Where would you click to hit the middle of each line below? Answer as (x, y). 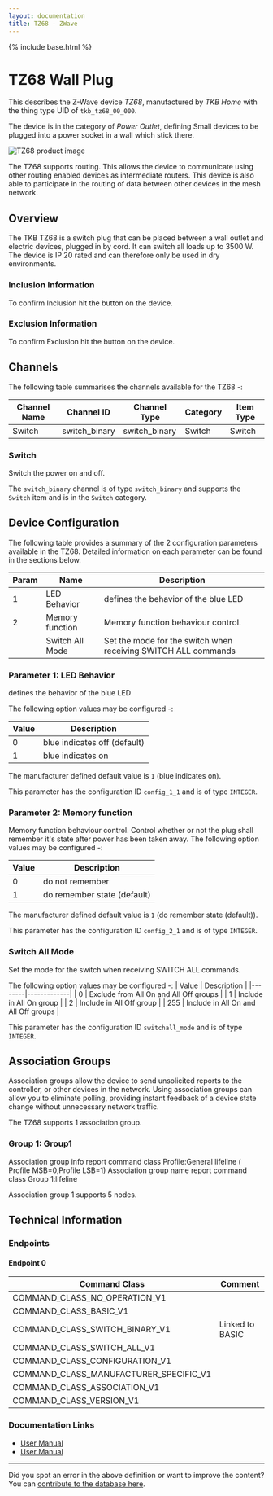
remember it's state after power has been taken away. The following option (134, 839)
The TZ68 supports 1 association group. (75, 1123)
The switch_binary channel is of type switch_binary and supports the (125, 489)
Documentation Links (52, 1425)
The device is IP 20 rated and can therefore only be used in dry (114, 255)
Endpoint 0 (27, 1262)
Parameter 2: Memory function (70, 813)
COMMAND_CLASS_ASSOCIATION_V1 (86, 1388)
